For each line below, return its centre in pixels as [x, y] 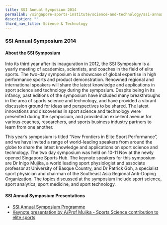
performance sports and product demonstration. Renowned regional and [80, 79]
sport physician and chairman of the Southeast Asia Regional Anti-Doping [81, 174]
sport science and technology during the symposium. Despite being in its [80, 90]
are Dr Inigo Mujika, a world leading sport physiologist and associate [75, 163]
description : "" [22, 19]
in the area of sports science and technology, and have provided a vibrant [81, 101]
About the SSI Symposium [33, 53]
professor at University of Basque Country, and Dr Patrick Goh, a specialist [82, 168]
